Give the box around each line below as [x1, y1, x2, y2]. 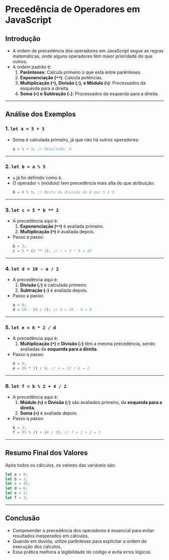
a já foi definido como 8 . [12, 174, 62, 180]
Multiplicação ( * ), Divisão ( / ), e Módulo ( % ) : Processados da [20, 80, 146, 86]
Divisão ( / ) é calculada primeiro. [20, 282, 88, 288]
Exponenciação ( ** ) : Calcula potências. [20, 75, 103, 80]
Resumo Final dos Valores [5, 448, 88, 457]
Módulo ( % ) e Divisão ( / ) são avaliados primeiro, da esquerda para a [20, 399, 162, 405]
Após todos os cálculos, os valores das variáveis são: [5, 462, 116, 468]
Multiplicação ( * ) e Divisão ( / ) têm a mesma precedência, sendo [20, 341, 155, 347]
